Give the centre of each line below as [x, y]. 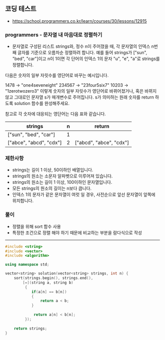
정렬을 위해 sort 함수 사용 [37, 226]
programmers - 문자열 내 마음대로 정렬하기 [54, 34]
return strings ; [31, 328]
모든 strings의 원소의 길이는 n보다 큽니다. [52, 188]
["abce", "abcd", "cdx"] [35, 143]
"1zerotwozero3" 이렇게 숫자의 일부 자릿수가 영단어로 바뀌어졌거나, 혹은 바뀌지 [81, 91]
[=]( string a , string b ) [48, 282]
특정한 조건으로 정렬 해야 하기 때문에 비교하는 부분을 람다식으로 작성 [77, 233]
